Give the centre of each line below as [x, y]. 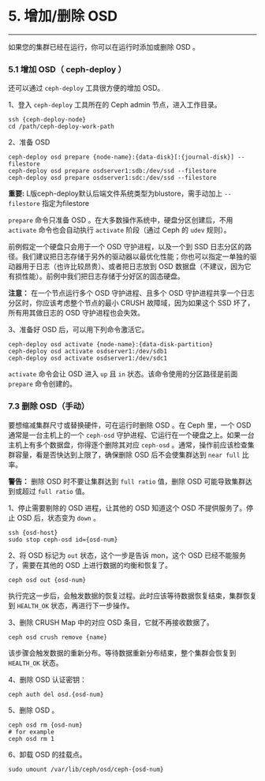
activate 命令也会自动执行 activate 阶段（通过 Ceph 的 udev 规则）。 [119, 230]
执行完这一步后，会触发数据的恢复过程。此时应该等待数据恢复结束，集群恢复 [132, 596]
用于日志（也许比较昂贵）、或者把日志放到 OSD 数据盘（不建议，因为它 [136, 267]
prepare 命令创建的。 [43, 384]
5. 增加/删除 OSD [63, 16]
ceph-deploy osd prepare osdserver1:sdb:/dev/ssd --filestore [112, 171]
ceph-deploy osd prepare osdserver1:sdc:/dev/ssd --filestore [112, 178]
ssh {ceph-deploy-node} [47, 120]
